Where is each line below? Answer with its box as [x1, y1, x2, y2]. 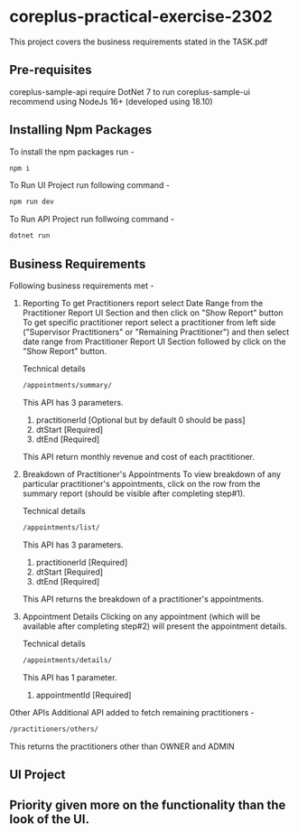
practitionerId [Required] [35, 557, 128, 567]
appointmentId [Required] [35, 689, 132, 700]
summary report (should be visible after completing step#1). [22, 488, 246, 499]
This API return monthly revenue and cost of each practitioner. [22, 451, 256, 462]
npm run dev [9, 197, 54, 207]
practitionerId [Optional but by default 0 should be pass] [35, 414, 246, 426]
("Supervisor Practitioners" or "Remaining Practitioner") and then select [22, 327, 290, 337]
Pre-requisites [9, 62, 92, 78]
